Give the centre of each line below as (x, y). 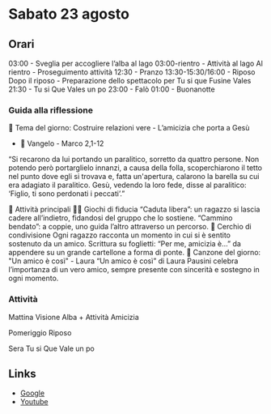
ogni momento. (34, 278)
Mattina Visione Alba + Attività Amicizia (74, 317)
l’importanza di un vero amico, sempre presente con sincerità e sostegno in (134, 270)
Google (32, 393)
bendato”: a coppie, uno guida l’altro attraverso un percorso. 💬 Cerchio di (130, 227)
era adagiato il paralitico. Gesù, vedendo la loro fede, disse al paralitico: (127, 185)
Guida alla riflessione (51, 110)
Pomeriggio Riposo (40, 332)
